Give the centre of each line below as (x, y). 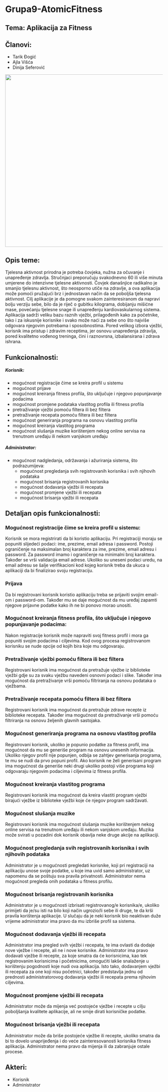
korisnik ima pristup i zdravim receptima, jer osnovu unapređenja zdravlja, (81, 331)
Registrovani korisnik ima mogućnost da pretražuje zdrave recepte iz (76, 710)
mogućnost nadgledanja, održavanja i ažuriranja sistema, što (75, 460)
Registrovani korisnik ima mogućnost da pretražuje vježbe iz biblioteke (78, 670)
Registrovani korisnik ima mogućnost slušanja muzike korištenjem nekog (80, 825)
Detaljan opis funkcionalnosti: (53, 513)
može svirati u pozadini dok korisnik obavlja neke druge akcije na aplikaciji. (82, 835)
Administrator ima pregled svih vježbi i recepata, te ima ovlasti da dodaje (80, 945)
